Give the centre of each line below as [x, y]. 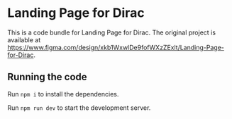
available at [24, 39]
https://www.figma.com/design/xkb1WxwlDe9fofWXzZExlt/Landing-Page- [116, 47]
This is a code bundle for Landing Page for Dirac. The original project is [112, 32]
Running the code [47, 77]
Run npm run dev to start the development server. [79, 108]
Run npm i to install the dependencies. [63, 94]
